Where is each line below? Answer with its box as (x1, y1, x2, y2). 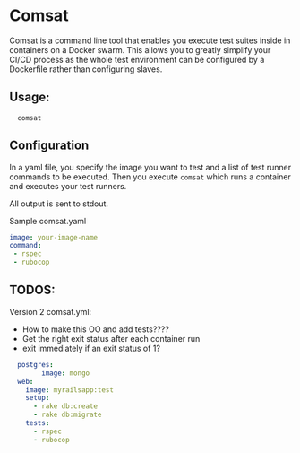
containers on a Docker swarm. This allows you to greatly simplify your (9, 44, 271, 55)
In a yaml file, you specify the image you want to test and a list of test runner (9, 161, 292, 172)
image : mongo (41, 369, 90, 378)
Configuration (9, 138, 90, 153)
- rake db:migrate (32, 410, 102, 420)
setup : (25, 394, 50, 403)
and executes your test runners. (9, 180, 127, 191)
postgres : (17, 360, 54, 369)
